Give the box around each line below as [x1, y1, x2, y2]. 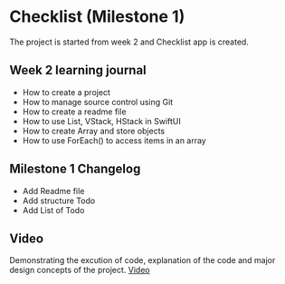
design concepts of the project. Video [9, 265, 151, 276]
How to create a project [22, 86, 111, 97]
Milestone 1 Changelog [9, 162, 141, 177]
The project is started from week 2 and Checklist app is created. [9, 36, 249, 47]
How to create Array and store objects [22, 125, 166, 136]
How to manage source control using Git [22, 96, 174, 107]
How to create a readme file [22, 106, 127, 117]
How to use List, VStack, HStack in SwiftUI [22, 115, 181, 126]
